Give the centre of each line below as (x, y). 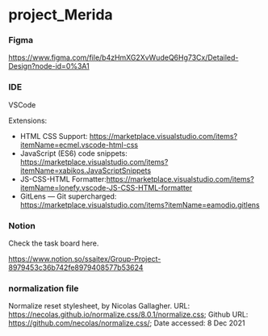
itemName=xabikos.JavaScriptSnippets (86, 170)
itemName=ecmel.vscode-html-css (79, 145)
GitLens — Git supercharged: (68, 196)
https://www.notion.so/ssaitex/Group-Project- (85, 259)
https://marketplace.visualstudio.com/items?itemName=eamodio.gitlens (140, 204)
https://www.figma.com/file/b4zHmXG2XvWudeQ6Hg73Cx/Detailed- (124, 57)
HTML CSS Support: (54, 136)
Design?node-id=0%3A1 (49, 66)
